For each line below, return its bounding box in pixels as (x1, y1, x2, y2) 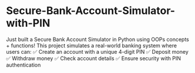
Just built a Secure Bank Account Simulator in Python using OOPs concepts (6, 36, 189, 43)
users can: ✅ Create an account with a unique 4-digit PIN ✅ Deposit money (6, 48, 189, 55)
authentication (6, 61, 41, 68)
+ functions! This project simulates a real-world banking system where (6, 42, 177, 49)
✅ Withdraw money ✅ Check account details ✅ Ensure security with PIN (6, 54, 181, 62)
